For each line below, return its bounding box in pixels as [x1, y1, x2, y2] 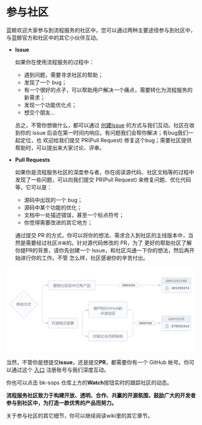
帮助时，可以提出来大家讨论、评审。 [14, 144, 105, 151]
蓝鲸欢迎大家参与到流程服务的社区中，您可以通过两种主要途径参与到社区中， [6, 26, 196, 34]
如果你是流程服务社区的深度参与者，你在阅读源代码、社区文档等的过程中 [14, 168, 194, 176]
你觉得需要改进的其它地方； [23, 219, 93, 226]
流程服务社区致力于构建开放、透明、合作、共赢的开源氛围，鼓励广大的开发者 [6, 391, 196, 399]
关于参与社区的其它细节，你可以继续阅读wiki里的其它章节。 [6, 412, 153, 419]
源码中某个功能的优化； [23, 204, 82, 211]
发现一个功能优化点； [23, 101, 77, 108]
